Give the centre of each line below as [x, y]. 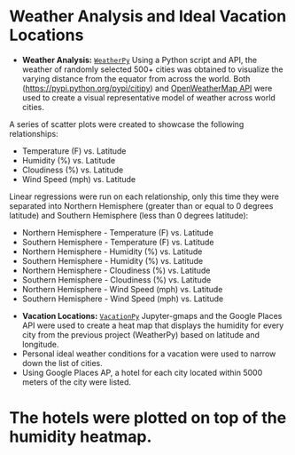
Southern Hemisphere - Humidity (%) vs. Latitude [113, 260]
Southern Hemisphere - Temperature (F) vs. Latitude [118, 242]
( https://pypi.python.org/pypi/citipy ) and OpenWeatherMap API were [147, 88]
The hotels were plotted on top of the [148, 418]
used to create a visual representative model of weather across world [149, 97]
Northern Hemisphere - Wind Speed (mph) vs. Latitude [122, 289]
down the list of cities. [62, 363]
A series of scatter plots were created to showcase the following [127, 124]
